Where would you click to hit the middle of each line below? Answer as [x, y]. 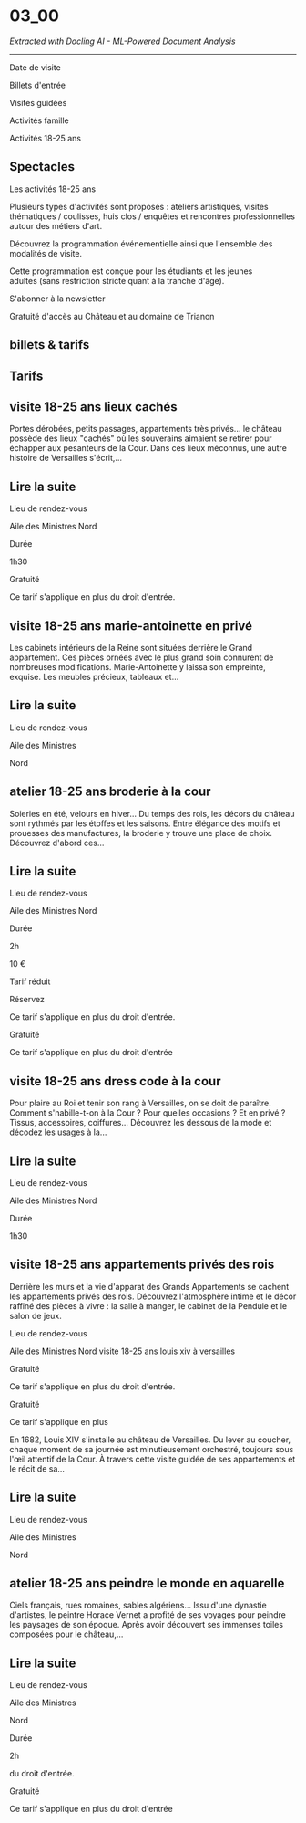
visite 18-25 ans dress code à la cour [115, 1081]
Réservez [27, 1000]
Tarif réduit [30, 981]
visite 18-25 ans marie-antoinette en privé [131, 626]
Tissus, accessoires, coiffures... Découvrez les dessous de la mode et [141, 1123]
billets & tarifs [50, 345]
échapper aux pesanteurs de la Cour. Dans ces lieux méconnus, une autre [148, 448]
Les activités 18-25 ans [53, 189]
